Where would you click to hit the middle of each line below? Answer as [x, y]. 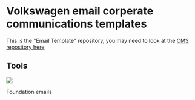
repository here [25, 47]
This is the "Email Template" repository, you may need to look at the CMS [97, 40]
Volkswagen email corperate [80, 11]
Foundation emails [29, 92]
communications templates [77, 24]
